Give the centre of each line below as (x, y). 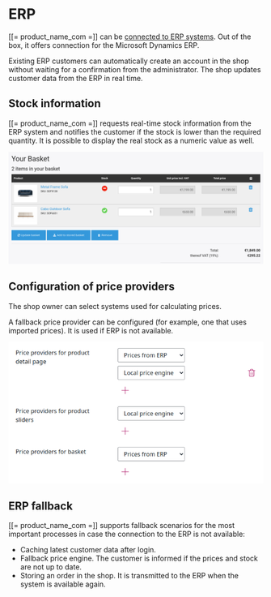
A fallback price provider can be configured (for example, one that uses (127, 322)
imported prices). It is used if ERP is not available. (91, 330)
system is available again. (63, 584)
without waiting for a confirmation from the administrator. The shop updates (135, 69)
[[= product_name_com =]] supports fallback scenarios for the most (122, 526)
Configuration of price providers (92, 287)
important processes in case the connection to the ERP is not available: (127, 534)
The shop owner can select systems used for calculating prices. (115, 306)
